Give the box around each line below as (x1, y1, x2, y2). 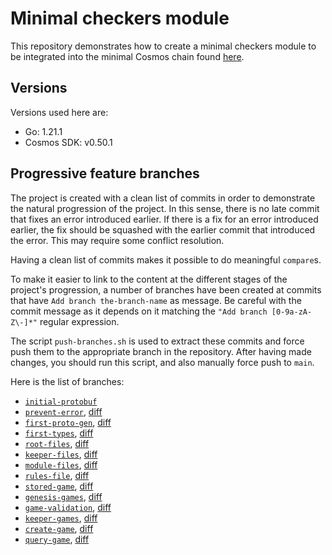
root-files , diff (24, 437, 90, 449)
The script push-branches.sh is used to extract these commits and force (10, 335, 305, 347)
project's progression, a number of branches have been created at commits (10, 283, 322, 296)
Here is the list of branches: (10, 375, 125, 387)
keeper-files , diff (24, 448, 98, 460)
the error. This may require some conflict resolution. (10, 234, 225, 246)
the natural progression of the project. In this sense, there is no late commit (10, 202, 320, 214)
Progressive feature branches (10, 165, 200, 182)
